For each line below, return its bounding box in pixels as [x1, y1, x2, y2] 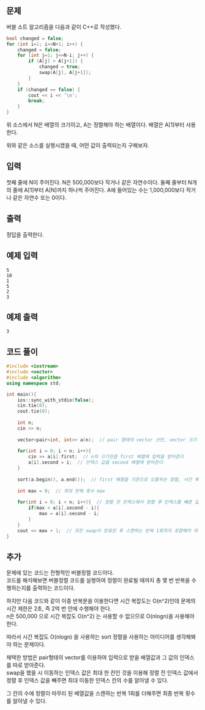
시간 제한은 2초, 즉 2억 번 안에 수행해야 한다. [6, 605, 112, 612]
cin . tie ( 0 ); [17, 403, 48, 409]
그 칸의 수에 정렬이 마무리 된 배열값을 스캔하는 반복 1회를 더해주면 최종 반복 [6, 690, 184, 697]
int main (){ [6, 391, 37, 397]
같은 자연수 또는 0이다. [12, 194, 67, 201]
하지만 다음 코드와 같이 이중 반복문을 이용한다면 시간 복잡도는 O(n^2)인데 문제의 [6, 598, 196, 605]
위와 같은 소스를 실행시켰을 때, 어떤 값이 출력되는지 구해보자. [6, 142, 149, 149]
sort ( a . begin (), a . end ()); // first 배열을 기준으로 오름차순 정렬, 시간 [17, 476, 192, 483]
